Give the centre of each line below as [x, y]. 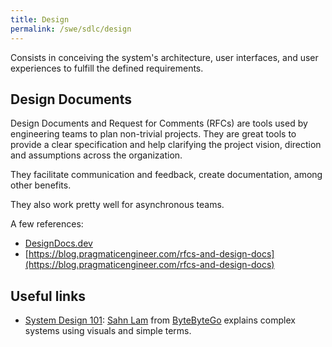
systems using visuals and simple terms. [108, 331]
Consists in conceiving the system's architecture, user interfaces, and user [164, 57]
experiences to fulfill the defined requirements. [107, 68]
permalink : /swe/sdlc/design [71, 29]
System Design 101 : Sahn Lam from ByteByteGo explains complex [160, 320]
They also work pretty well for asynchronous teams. [117, 205]
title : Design [40, 19]
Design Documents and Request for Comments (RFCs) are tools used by [159, 123]
